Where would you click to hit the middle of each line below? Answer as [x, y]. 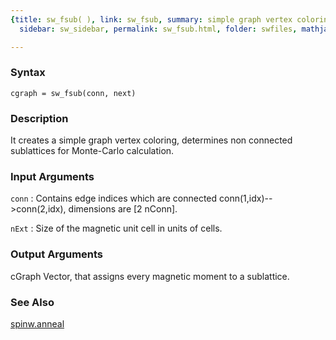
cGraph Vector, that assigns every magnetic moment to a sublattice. [150, 276]
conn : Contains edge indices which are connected [114, 198]
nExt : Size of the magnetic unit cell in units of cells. [116, 228]
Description [39, 118]
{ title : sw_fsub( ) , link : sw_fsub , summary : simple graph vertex [151, 19]
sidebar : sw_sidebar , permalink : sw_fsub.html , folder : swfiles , [158, 29]
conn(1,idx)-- [246, 198]
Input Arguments [52, 177]
